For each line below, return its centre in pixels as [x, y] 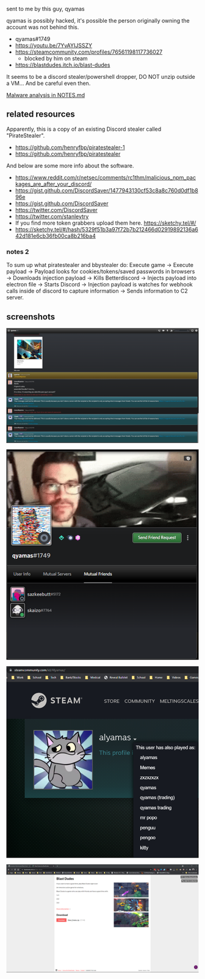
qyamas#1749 [33, 39]
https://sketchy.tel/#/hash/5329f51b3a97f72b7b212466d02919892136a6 [106, 229]
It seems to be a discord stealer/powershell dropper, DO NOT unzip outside [101, 77]
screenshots [31, 317]
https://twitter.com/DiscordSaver [56, 209]
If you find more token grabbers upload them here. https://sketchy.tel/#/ [106, 223]
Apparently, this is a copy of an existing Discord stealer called [84, 129]
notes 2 [18, 252]
